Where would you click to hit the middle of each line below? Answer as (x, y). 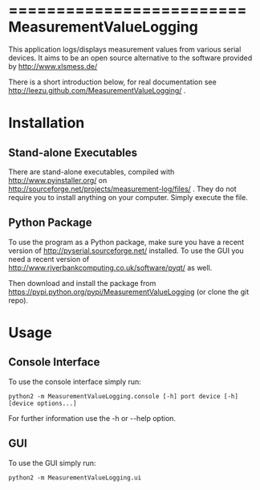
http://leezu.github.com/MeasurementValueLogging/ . (97, 90)
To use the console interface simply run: (75, 382)
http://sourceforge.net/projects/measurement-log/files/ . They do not (122, 189)
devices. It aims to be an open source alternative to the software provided (130, 58)
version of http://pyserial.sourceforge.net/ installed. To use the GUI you (126, 251)
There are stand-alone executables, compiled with (91, 171)
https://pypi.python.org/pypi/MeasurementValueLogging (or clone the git (129, 292)
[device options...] (43, 403)
